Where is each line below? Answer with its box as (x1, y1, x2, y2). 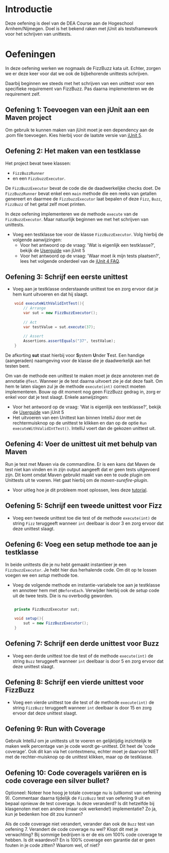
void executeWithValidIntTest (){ (14, 301, 84, 306)
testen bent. (5, 363, 30, 369)
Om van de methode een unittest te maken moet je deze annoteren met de (5, 373, 159, 379)
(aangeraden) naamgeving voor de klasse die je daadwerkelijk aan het (5, 358, 151, 364)
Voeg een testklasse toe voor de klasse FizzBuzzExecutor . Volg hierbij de (12, 231, 163, 237)
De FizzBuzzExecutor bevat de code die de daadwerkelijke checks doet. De (5, 185, 161, 191)
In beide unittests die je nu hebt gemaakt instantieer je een (5, 561, 127, 567)
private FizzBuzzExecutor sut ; (14, 607, 80, 612)
